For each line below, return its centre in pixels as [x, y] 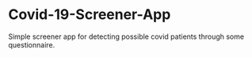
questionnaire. [32, 44]
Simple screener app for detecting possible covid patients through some [126, 36]
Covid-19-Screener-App [90, 15]
